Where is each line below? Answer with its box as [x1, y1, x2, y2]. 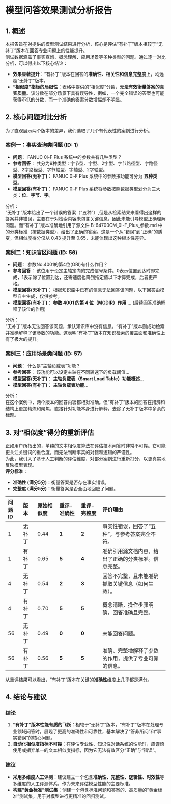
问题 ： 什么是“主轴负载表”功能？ [12, 363, 81, 369]
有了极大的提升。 [5, 336, 41, 342]
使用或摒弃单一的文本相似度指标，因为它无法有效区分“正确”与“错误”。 [12, 747, 159, 753]
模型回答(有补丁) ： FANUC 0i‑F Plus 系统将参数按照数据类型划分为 [12, 186, 152, 192]
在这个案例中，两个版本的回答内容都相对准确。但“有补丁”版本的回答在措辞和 [5, 399, 165, 405]
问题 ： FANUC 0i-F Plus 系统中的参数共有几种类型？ [12, 154, 122, 160]
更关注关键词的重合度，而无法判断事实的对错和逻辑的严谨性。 [5, 449, 135, 455]
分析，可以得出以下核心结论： [5, 60, 68, 66]
